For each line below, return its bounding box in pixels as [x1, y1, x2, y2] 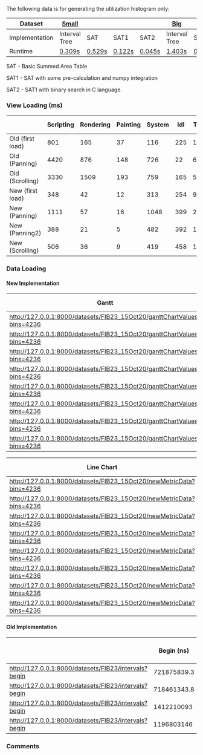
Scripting [47, 120, 74, 129]
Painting [116, 120, 141, 129]
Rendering [80, 120, 111, 129]
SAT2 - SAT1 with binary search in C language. [6, 86, 123, 93]
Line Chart [86, 463, 118, 471]
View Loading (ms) [6, 101, 63, 109]
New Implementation [6, 279, 60, 287]
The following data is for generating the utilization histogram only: [6, 5, 170, 12]
